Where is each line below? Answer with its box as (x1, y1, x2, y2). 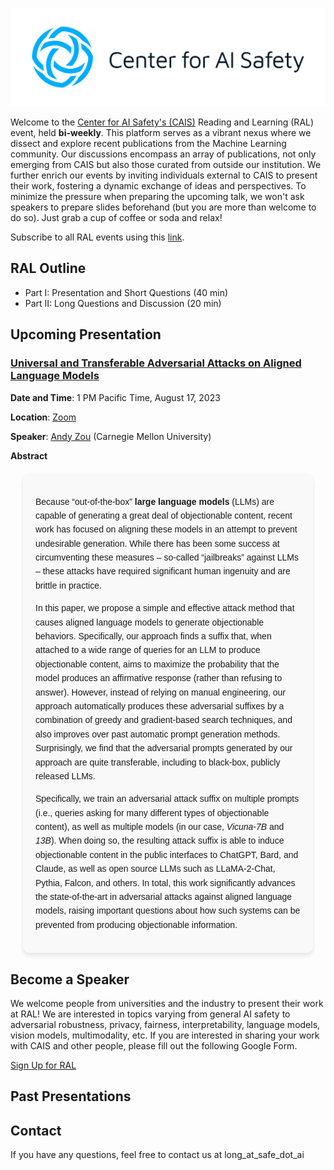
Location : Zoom (10, 411, 77, 423)
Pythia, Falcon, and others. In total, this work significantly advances (35, 877, 296, 888)
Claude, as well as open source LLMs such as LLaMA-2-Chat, (35, 863, 276, 875)
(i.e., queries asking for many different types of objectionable (35, 807, 270, 818)
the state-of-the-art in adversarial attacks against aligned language (35, 891, 293, 903)
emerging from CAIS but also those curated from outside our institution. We (10, 159, 322, 170)
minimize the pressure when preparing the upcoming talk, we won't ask (10, 191, 305, 202)
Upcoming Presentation (10, 326, 162, 343)
